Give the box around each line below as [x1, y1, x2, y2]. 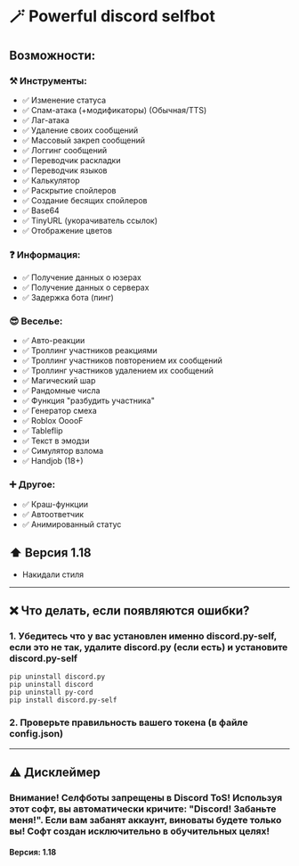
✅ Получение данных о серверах [21, 282, 149, 293]
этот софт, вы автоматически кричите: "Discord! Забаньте [9, 803, 277, 815]
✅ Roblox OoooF [21, 416, 84, 426]
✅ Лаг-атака [21, 114, 69, 125]
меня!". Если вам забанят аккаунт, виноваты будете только [9, 813, 282, 826]
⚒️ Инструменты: [9, 74, 87, 87]
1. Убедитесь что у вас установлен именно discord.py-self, [9, 630, 278, 642]
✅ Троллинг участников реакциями [21, 345, 158, 356]
